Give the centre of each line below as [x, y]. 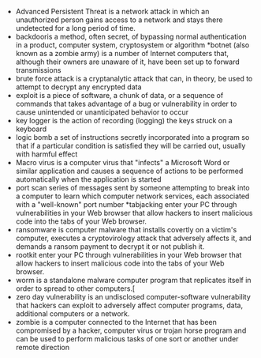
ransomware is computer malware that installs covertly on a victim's [126, 230]
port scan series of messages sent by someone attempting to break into [132, 188]
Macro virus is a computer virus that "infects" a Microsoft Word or [123, 162]
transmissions [38, 70]
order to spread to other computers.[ [75, 288]
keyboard [31, 129]
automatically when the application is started [88, 179]
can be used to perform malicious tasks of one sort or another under [127, 339]
